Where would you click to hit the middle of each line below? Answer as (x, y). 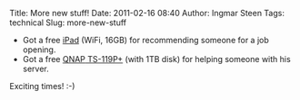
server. (36, 68)
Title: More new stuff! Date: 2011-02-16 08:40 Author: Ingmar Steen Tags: (147, 13)
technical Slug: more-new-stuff (68, 23)
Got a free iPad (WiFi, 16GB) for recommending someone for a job (146, 40)
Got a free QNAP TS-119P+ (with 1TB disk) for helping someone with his (156, 59)
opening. (39, 50)
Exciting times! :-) (42, 86)
